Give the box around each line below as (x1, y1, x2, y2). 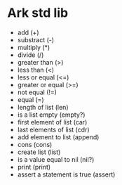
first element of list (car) (17, 117, 88, 126)
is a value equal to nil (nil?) (17, 155, 95, 163)
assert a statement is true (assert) (17, 170, 116, 179)
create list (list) (17, 148, 61, 156)
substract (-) (17, 35, 55, 44)
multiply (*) (17, 43, 50, 51)
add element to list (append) (17, 132, 100, 141)
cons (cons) (17, 140, 53, 148)
